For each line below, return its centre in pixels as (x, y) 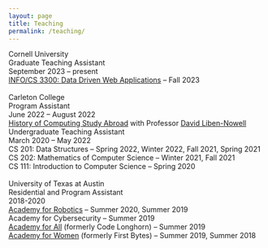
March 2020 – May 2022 (50, 141)
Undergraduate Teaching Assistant (67, 132)
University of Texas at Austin (56, 184)
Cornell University (39, 54)
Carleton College (37, 98)
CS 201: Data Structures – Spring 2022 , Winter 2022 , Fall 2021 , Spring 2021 (135, 149)
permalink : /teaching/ (47, 31)
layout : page (30, 16)
